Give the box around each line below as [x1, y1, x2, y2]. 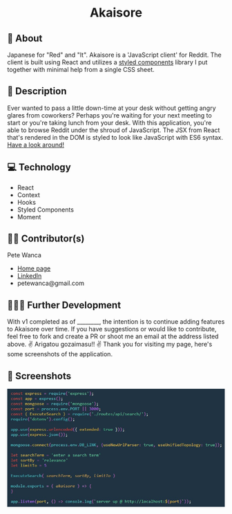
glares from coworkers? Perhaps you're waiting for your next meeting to [7, 111, 212, 119]
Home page [17, 264, 51, 273]
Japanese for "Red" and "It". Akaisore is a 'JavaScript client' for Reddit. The [7, 51, 222, 59]
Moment [17, 212, 41, 221]
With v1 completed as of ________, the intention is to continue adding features [7, 318, 225, 326]
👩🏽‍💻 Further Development [7, 299, 122, 311]
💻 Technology [7, 161, 71, 174]
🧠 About [7, 33, 43, 44]
